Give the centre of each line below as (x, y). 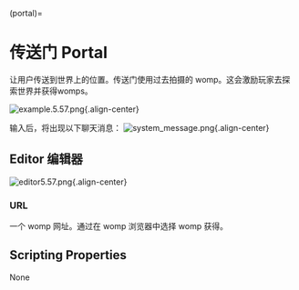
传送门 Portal (58, 53)
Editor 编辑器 (46, 160)
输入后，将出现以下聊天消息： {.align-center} (139, 127)
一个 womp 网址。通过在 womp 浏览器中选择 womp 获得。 (119, 226)
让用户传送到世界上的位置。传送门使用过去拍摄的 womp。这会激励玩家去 (146, 79)
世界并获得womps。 (55, 91)
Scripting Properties (68, 255)
